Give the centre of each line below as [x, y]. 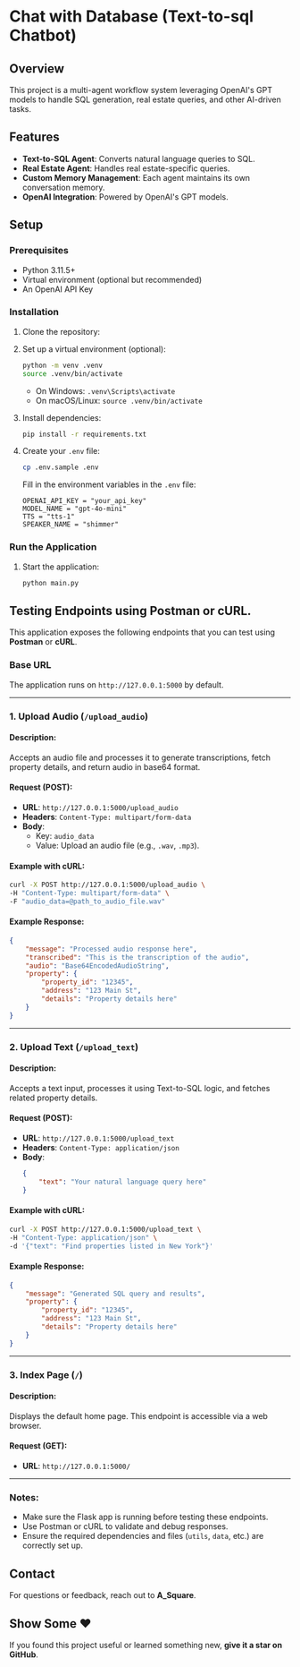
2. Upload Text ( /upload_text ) [74, 1047]
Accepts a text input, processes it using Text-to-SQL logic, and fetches [140, 1088]
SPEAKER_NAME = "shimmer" [70, 525]
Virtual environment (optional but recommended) [112, 279]
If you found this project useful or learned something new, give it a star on [146, 1645]
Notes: [24, 1497]
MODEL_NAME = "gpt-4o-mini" [74, 509]
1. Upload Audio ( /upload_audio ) [79, 716]
